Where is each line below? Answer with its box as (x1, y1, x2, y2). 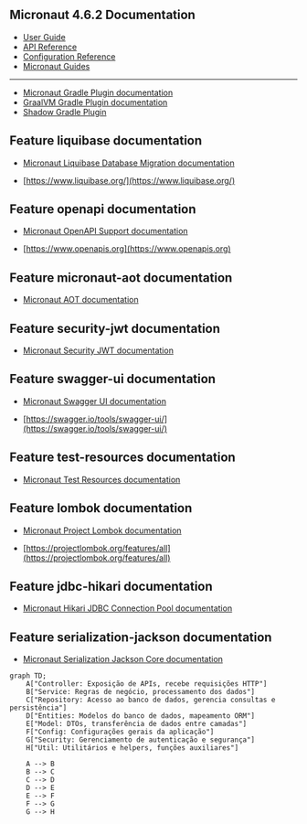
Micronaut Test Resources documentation (22, 474, 181, 485)
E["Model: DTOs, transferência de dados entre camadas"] (26, 720, 248, 729)
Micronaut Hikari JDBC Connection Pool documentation (22, 603, 233, 614)
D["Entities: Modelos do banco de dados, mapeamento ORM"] (26, 712, 256, 721)
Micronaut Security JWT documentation (22, 345, 174, 356)
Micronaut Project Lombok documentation (22, 525, 182, 536)
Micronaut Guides (22, 60, 90, 71)
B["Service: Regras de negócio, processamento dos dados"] (26, 688, 256, 697)
